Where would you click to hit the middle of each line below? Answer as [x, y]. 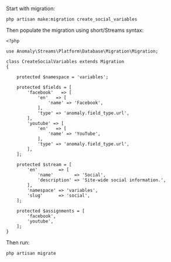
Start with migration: [31, 9]
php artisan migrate [31, 253]
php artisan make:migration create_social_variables [72, 19]
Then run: [18, 243]
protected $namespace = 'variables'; [63, 77]
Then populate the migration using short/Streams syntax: [75, 30]
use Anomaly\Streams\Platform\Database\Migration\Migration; [82, 51]
